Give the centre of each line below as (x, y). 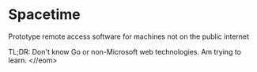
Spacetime (44, 15)
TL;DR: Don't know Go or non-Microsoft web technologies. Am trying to (125, 51)
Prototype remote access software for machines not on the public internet (129, 36)
